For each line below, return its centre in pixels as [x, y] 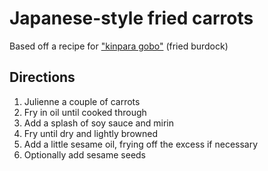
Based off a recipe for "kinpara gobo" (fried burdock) [119, 46]
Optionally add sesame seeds [85, 154]
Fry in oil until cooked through [85, 112]
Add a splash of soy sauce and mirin [98, 123]
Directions [42, 77]
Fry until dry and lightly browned [91, 133]
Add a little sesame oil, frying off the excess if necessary [141, 144]
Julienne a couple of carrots [82, 101]
